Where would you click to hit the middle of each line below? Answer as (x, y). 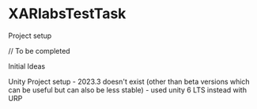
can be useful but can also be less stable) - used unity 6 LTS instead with (128, 90)
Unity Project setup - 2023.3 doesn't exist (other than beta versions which (129, 81)
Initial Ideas (27, 66)
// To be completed (39, 51)
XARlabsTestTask (67, 14)
